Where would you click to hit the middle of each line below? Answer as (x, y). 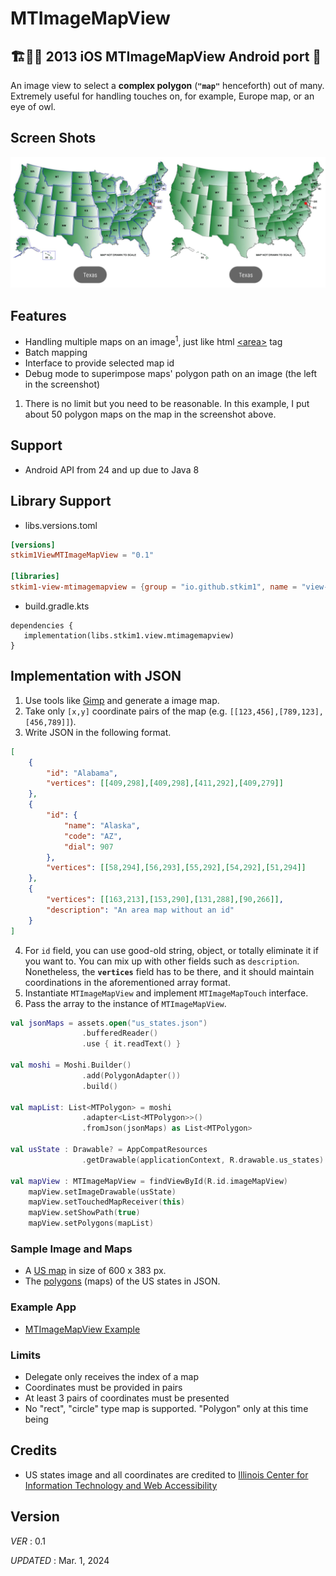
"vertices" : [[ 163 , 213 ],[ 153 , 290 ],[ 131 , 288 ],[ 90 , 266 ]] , (165, 900)
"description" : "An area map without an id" (140, 910)
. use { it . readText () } (131, 1044)
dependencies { (42, 625)
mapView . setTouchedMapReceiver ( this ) (107, 1202)
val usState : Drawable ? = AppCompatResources (109, 1150)
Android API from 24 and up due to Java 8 (112, 469)
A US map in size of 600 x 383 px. (95, 1271)
